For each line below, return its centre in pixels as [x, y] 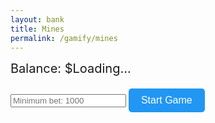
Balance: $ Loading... [71, 69]
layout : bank [37, 19]
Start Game [166, 100]
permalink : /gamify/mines [64, 38]
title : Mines [37, 29]
